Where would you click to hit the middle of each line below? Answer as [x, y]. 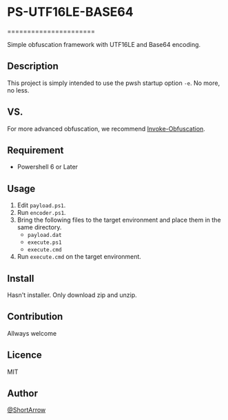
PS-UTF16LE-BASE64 [70, 12]
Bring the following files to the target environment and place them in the [119, 220]
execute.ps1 [44, 242]
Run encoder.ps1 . [42, 213]
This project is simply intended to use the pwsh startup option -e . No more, [114, 83]
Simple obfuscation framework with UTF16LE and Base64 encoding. [104, 44]
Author [22, 393]
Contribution [35, 317]
